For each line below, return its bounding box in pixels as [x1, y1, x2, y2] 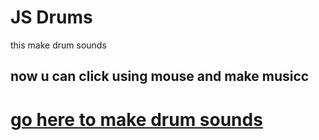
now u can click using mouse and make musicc [10, 68, 310, 85]
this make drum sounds [10, 39, 107, 51]
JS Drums [10, 6, 93, 29]
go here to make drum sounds [10, 108, 263, 131]
